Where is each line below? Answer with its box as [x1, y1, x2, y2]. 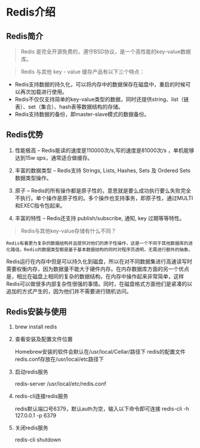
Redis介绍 [6, 5, 56, 19]
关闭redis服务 [14, 424, 49, 431]
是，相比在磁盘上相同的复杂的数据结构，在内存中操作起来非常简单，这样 [6, 273, 184, 280]
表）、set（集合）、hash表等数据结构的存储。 [14, 103, 124, 110]
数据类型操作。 [14, 174, 52, 181]
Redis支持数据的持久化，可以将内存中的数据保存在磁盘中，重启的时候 [14, 81, 186, 88]
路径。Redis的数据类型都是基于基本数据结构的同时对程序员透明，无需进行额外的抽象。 [10, 246, 193, 252]
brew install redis [14, 323, 57, 330]
